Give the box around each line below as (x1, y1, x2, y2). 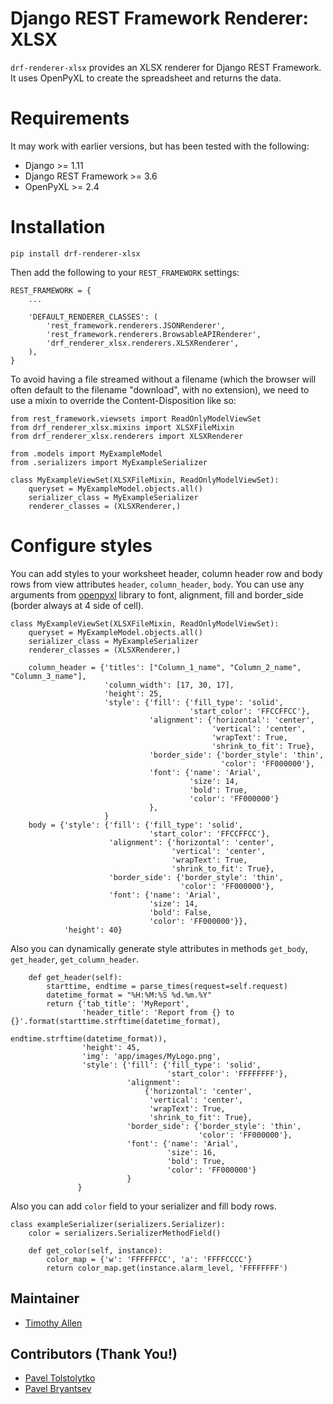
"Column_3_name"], (10, 671, 87, 681)
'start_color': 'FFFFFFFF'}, (166, 1068, 288, 1079)
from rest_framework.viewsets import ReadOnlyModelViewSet (10, 413, 262, 424)
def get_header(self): (28, 972, 123, 982)
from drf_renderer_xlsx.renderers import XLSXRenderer (10, 431, 244, 441)
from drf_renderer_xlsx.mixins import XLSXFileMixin (10, 422, 235, 432)
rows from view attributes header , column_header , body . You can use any (10, 578, 305, 590)
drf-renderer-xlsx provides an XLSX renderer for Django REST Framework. (10, 61, 322, 73)
